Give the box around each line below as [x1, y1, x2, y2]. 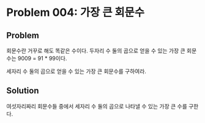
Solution [6, 86, 39, 96]
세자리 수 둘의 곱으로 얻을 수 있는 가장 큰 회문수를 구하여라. [6, 68, 147, 75]
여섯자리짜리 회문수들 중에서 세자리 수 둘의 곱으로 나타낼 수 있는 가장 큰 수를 [6, 102, 188, 110]
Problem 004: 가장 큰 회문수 [6, 5, 145, 19]
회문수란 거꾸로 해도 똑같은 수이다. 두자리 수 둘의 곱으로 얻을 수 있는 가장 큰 [6, 47, 185, 54]
